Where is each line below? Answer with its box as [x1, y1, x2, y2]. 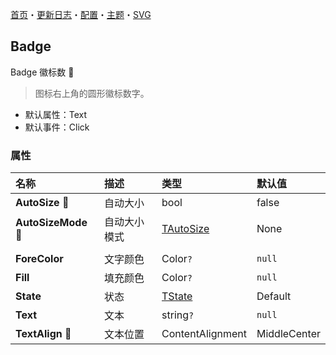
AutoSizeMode [15, 216, 88, 230]
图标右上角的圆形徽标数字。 [34, 87, 150, 99]
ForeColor [15, 252, 64, 266]
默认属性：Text [24, 108, 88, 120]
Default [256, 289, 292, 303]
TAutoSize [161, 222, 210, 236]
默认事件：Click [24, 121, 90, 133]
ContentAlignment [161, 327, 247, 341]
